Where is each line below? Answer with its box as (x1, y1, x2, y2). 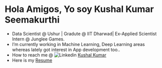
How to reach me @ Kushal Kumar (12, 51, 106, 58)
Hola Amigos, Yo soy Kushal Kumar (5, 3, 154, 15)
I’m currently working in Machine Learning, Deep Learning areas (12, 41, 145, 47)
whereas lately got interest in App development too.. (12, 46, 120, 52)
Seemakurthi (5, 14, 60, 25)
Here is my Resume (12, 57, 53, 63)
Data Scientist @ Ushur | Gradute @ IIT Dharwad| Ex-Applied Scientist (12, 30, 157, 36)
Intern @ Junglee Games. (12, 36, 65, 42)
